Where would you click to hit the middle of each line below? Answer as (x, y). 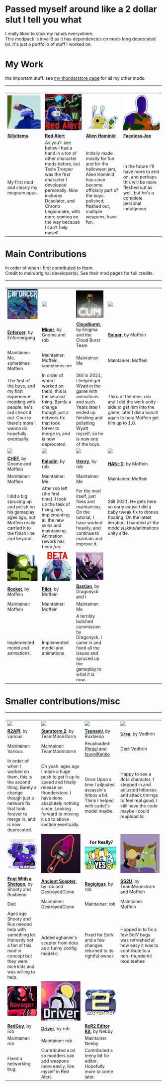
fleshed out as (138, 187)
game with (87, 391)
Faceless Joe (137, 136)
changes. (94, 945)
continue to (88, 533)
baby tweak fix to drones (133, 512)
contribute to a (135, 951)
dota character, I (137, 779)
